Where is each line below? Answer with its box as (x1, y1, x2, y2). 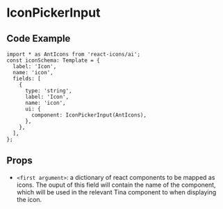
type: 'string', (24, 87, 72, 94)
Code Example (6, 33, 71, 44)
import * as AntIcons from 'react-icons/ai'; (6, 51, 140, 58)
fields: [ (13, 75, 41, 82)
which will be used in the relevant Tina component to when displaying (16, 187, 217, 196)
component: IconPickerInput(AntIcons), (31, 112, 147, 119)
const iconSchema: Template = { (6, 57, 100, 64)
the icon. (16, 195, 42, 203)
